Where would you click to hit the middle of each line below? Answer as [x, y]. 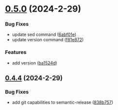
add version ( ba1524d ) [34, 63]
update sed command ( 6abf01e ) [44, 34]
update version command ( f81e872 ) [48, 40]
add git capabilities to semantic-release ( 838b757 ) [63, 102]
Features [16, 52]
